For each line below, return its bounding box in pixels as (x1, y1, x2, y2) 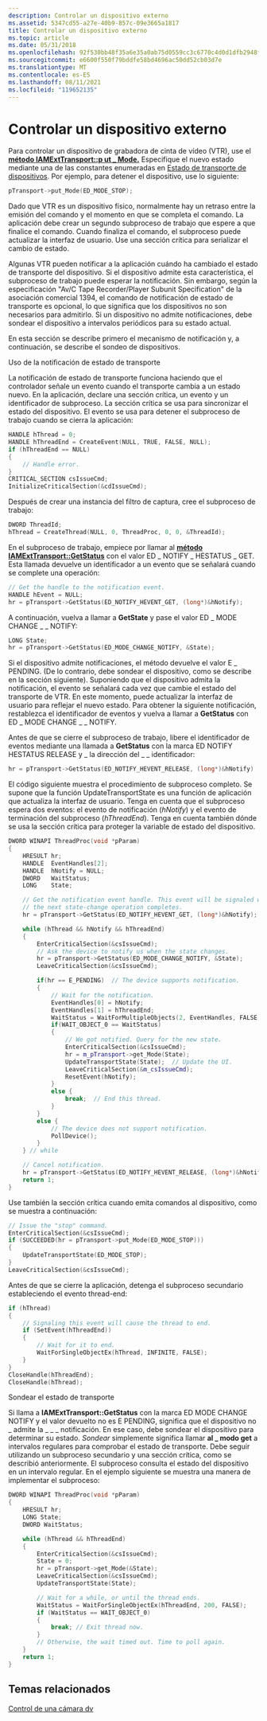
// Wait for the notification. (50, 991, 155, 999)
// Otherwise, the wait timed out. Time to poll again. (37, 1638, 226, 1646)
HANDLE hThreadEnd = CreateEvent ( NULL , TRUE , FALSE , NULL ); (8, 439, 212, 447)
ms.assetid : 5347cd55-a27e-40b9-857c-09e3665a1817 (8, 19, 180, 27)
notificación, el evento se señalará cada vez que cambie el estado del (8, 684, 237, 693)
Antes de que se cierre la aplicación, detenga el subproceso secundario (8, 1280, 244, 1290)
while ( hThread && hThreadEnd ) (22, 1535, 126, 1543)
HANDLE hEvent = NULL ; (8, 591, 83, 599)
